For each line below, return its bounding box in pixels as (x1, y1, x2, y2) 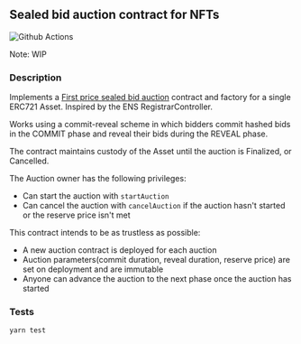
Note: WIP (9, 49, 48, 60)
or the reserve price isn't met (22, 209, 131, 220)
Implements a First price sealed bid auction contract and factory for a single (9, 92, 291, 103)
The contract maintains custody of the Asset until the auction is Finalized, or (9, 146, 292, 157)
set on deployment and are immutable (22, 264, 164, 274)
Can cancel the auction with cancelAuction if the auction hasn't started (22, 200, 286, 211)
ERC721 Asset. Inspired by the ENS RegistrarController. (9, 101, 214, 112)
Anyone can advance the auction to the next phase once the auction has (22, 274, 292, 284)
